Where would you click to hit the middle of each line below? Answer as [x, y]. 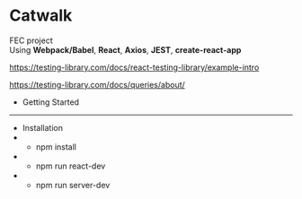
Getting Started [50, 102]
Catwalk [41, 16]
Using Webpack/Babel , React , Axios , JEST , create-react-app [125, 49]
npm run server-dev [73, 185]
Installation [43, 127]
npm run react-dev [71, 166]
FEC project [31, 40]
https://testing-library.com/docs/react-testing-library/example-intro [134, 67]
